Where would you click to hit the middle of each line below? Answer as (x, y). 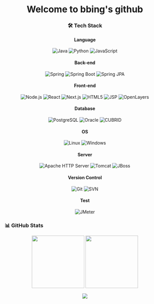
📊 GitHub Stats (24, 225)
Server (85, 154)
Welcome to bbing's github (85, 9)
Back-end (85, 63)
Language (85, 40)
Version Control (85, 177)
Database (85, 108)
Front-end (85, 86)
